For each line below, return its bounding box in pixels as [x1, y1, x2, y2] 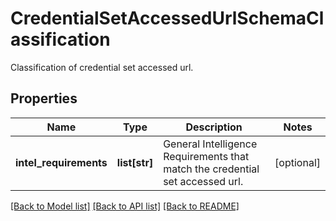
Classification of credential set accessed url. [10, 61, 194, 73]
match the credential [163, 162, 260, 176]
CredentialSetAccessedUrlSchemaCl [10, 7, 325, 30]
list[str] [116, 155, 154, 169]
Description [185, 120, 243, 134]
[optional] [274, 155, 321, 169]
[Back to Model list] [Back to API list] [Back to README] [10, 200, 240, 212]
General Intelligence [163, 137, 258, 151]
